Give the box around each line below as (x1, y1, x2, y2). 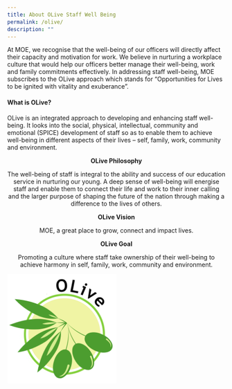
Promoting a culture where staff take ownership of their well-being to (17, 253, 215, 261)
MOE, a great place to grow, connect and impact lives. (39, 226, 194, 235)
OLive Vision (98, 212, 135, 221)
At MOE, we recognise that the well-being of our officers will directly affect (7, 46, 221, 54)
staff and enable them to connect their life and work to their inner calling (13, 184, 220, 193)
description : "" (7, 26, 54, 33)
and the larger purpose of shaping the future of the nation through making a (8, 192, 225, 200)
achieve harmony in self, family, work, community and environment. (19, 260, 213, 269)
